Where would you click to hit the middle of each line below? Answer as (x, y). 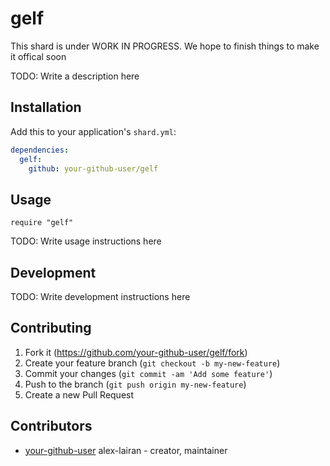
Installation (46, 107)
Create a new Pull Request (79, 394)
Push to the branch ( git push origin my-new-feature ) (135, 384)
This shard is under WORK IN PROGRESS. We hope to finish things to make (165, 46)
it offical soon (38, 56)
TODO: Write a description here (75, 76)
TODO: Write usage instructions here (86, 241)
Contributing (51, 328)
